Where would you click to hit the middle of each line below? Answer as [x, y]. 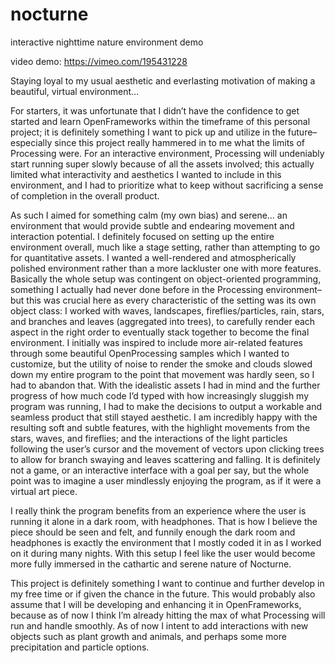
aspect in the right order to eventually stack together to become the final [160, 332]
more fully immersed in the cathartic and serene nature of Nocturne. [151, 564]
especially [31, 142]
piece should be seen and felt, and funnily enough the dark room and [153, 532]
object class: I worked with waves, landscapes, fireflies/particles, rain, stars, [167, 310]
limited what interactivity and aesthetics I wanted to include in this [146, 174]
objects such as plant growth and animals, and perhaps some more [148, 636]
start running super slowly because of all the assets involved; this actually [162, 164]
